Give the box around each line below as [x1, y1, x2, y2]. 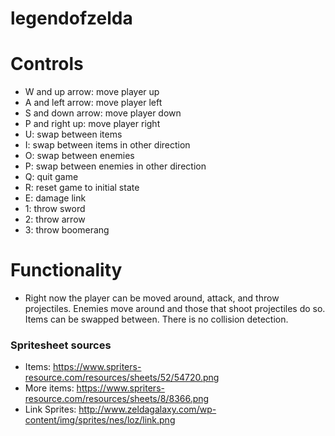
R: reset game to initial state [24, 182, 140, 194]
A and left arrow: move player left [24, 97, 163, 109]
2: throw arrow [24, 213, 86, 226]
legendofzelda [10, 7, 133, 30]
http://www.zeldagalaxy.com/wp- [78, 403, 217, 416]
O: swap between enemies [24, 150, 135, 162]
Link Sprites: [24, 403, 77, 416]
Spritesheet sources [10, 338, 112, 352]
